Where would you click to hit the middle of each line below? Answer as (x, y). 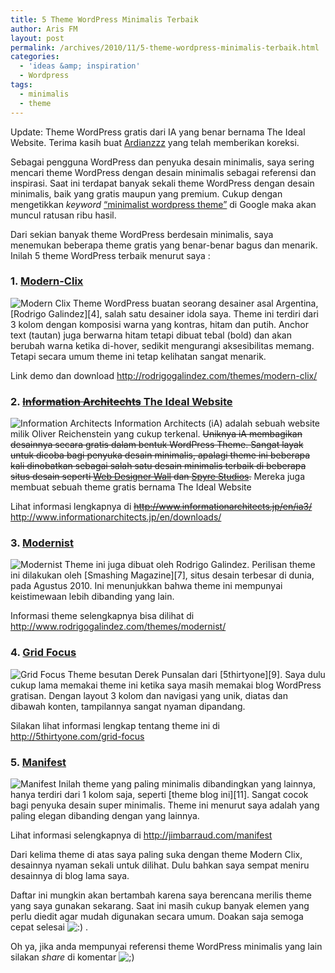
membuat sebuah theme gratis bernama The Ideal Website (131, 487)
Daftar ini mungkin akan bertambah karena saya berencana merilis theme (161, 895)
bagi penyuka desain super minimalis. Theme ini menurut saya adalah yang (165, 805)
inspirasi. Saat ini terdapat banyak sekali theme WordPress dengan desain (162, 183)
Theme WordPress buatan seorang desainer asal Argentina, (196, 303)
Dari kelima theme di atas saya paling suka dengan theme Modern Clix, (156, 854)
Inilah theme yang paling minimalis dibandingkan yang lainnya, (187, 783)
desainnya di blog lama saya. (70, 875)
